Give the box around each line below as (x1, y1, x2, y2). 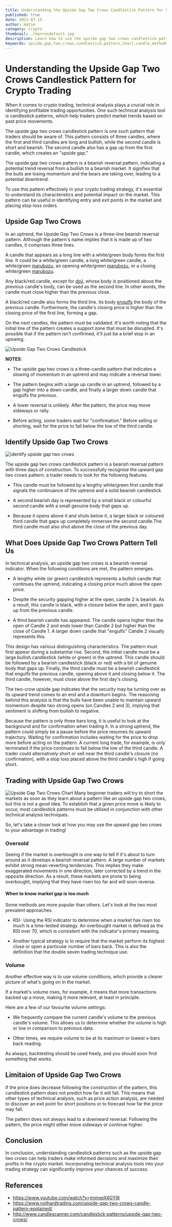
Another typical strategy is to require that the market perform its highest (12, 938, 165, 944)
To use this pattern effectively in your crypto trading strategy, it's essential (5, 186, 162, 192)
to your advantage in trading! (5, 827, 67, 833)
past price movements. (5, 118, 54, 124)
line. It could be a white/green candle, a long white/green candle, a (5, 257, 146, 263)
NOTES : (5, 356, 23, 362)
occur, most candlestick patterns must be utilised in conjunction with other (5, 806, 163, 812)
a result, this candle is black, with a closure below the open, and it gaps (12, 602, 164, 608)
